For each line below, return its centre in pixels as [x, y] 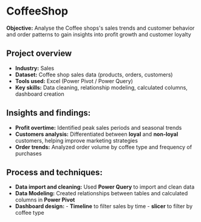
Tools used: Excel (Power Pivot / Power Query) [74, 81]
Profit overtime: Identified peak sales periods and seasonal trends [98, 127]
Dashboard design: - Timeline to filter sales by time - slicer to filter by [104, 206]
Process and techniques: [55, 172]
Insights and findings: [49, 113]
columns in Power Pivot [45, 200]
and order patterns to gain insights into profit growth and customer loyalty [99, 34]
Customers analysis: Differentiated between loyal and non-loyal [97, 134]
